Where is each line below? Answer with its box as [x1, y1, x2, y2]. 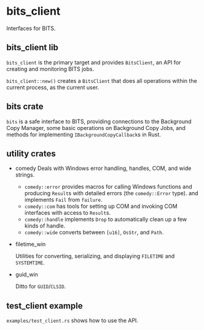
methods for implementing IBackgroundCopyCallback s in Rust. [6, 131, 162, 138]
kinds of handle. [24, 222, 66, 229]
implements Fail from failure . [24, 196, 103, 204]
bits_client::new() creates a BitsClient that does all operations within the [6, 77, 198, 84]
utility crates [6, 148, 57, 159]
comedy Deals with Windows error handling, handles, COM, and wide [15, 164, 192, 172]
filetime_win [15, 240, 46, 248]
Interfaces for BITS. [6, 25, 56, 32]
